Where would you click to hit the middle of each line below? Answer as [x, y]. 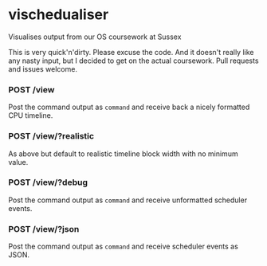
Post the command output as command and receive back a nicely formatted [129, 107]
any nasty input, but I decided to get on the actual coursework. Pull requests [133, 61]
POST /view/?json [44, 229]
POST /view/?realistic [51, 136]
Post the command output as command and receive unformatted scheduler [128, 200]
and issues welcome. [43, 68]
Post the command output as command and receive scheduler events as [124, 246]
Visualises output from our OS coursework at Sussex [95, 37]
